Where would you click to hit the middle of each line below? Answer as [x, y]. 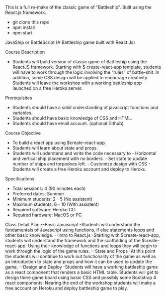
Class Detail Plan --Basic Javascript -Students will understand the [73, 224]
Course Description [25, 52]
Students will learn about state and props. [55, 148]
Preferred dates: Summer [38, 194]
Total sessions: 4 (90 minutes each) [49, 188]
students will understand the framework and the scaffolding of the [73, 240]
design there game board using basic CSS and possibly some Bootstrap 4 [81, 278]
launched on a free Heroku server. [47, 88]
